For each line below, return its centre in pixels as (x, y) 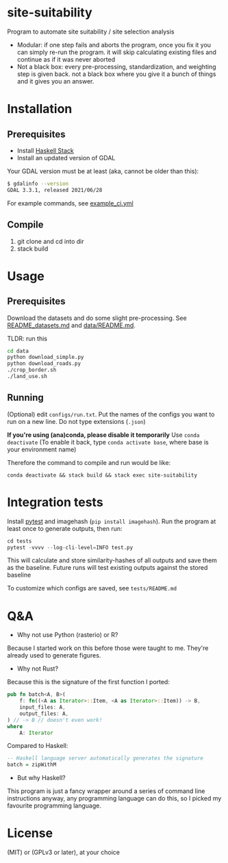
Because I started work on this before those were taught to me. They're (108, 648)
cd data (18, 351)
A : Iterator (36, 733)
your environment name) (42, 449)
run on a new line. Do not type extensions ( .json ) (76, 421)
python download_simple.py (46, 358)
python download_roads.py (44, 364)
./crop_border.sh (32, 370)
